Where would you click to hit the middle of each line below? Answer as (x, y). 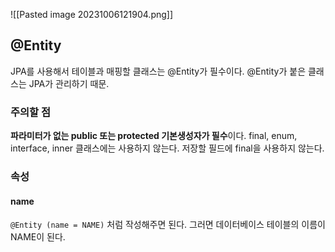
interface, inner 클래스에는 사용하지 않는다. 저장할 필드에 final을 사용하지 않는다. (167, 148)
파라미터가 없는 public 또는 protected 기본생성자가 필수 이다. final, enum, (154, 136)
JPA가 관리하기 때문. (69, 83)
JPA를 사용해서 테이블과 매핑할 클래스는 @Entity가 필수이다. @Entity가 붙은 (158, 71)
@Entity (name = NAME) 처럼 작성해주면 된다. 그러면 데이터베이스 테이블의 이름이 (168, 225)
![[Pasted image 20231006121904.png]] (92, 14)
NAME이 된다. (38, 237)
